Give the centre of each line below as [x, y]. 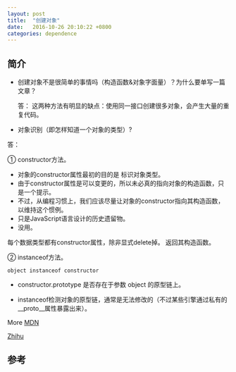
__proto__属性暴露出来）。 [54, 309]
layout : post [26, 14]
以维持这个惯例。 [42, 210]
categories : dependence [42, 33]
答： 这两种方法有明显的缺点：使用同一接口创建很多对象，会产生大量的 [120, 106]
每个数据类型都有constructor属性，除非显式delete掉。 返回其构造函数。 [111, 242]
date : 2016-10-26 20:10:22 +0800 [60, 27]
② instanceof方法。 [37, 257]
